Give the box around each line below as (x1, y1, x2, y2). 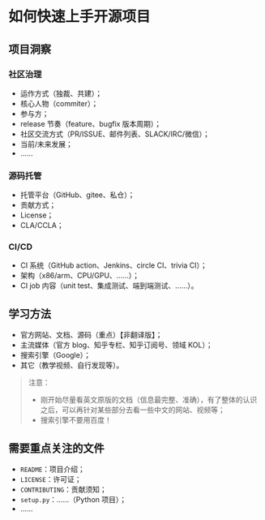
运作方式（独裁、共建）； (19, 88, 103, 98)
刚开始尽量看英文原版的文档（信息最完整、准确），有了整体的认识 (40, 395, 258, 405)
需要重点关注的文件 (8, 441, 105, 455)
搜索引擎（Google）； (19, 350, 92, 360)
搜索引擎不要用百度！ (40, 415, 112, 425)
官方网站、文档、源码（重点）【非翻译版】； (19, 330, 163, 340)
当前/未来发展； (19, 139, 73, 148)
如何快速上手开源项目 (8, 7, 152, 26)
